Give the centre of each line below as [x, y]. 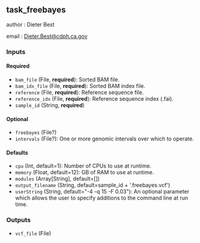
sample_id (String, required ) [50, 105]
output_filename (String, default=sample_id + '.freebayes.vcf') [92, 185]
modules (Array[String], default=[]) [57, 179]
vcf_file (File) [33, 233]
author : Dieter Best [31, 24]
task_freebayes [36, 10]
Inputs [16, 52]
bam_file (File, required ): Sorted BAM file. [67, 79]
